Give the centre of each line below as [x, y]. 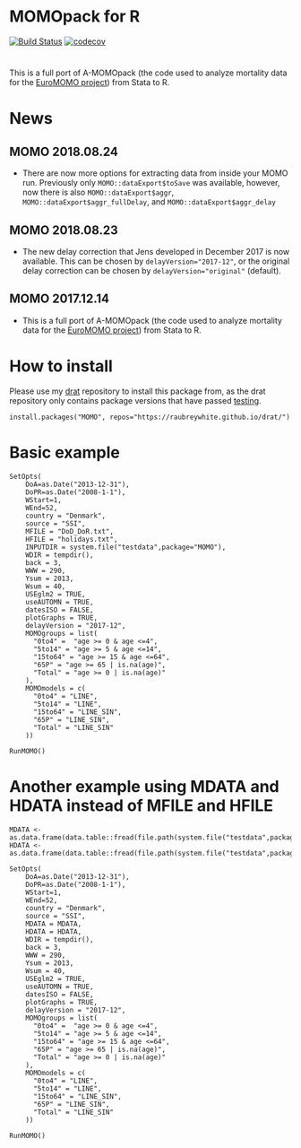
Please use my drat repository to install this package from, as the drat [138, 391]
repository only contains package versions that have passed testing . [135, 400]
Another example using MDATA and [144, 786]
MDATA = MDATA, [54, 924]
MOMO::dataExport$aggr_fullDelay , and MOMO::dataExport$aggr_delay [149, 202]
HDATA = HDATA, [54, 931]
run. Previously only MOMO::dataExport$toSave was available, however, [151, 183]
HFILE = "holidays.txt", [72, 539]
